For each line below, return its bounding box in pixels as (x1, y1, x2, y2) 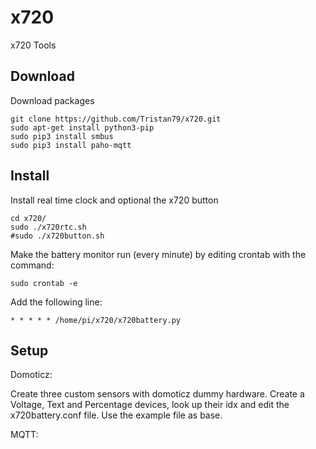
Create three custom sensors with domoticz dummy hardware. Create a (10, 388, 305, 400)
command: (10, 259, 55, 271)
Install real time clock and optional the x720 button (10, 194, 219, 206)
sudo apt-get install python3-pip (10, 122, 155, 133)
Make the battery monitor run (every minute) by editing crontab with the (10, 248, 307, 260)
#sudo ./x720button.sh (10, 231, 105, 241)
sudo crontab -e (10, 278, 78, 288)
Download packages (10, 94, 95, 106)
